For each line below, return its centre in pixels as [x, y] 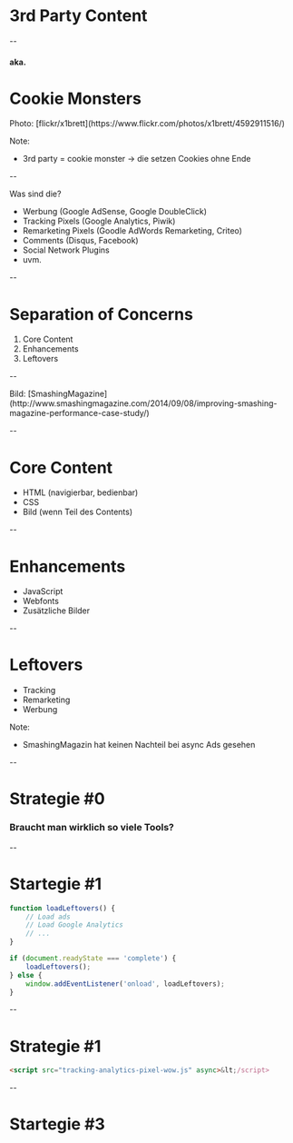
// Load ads [48, 917]
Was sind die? [35, 194]
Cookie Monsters [76, 99]
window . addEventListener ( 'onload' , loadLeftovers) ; [125, 984]
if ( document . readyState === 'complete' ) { [93, 959]
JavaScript [43, 591]
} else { [26, 975]
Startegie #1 [56, 884]
